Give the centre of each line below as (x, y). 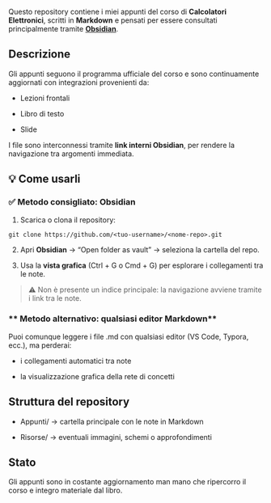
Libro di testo (42, 113)
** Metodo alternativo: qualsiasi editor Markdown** (112, 319)
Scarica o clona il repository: (68, 220)
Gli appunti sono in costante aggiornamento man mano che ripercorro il (127, 482)
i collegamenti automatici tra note (76, 361)
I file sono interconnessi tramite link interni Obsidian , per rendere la (122, 145)
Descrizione (40, 55)
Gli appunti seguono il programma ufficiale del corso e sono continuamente (134, 74)
